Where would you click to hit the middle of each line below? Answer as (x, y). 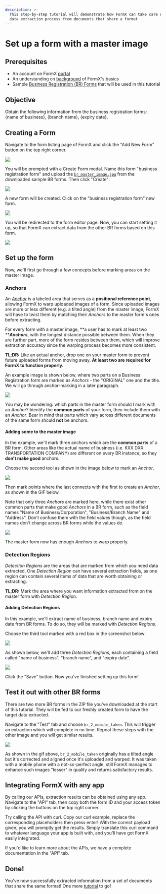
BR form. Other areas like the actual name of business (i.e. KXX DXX (75, 448)
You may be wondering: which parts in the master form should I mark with (80, 404)
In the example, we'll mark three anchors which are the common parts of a (82, 443)
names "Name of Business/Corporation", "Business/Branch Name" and (77, 512)
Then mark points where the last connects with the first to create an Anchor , (83, 487)
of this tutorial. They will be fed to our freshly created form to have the (77, 709)
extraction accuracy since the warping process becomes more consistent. (81, 345)
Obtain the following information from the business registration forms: (76, 112)
